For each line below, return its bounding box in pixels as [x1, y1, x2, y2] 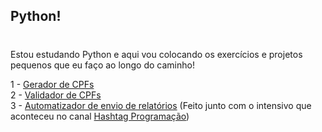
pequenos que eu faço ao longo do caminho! [10, 59, 195, 71]
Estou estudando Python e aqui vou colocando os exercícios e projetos [10, 48, 303, 60]
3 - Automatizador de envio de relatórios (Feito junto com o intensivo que [10, 99, 312, 111]
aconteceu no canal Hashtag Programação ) [10, 110, 190, 122]
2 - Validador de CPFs [10, 89, 102, 101]
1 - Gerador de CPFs [10, 78, 95, 90]
